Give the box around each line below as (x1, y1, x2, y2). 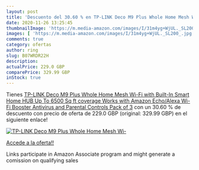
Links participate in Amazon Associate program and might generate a (6, 150, 175, 158)
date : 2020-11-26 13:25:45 (6, 20, 73, 25)
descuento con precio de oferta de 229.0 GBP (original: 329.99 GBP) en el (6, 110, 188, 117)
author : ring (6, 47, 38, 53)
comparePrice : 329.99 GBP (6, 69, 70, 75)
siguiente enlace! (6, 116, 48, 123)
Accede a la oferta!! (6, 139, 54, 146)
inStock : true (6, 75, 41, 81)
